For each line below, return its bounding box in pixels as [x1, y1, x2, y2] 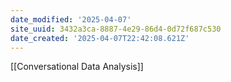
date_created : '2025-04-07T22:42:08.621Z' [10, 33, 190, 43]
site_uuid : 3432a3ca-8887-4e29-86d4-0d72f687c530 [10, 24, 222, 34]
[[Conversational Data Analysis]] [10, 61, 144, 73]
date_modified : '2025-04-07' [10, 14, 132, 25]
